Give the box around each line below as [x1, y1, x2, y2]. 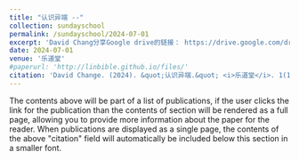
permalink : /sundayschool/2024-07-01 [9, 29, 149, 38]
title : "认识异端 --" [9, 12, 85, 22]
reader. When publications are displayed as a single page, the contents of [9, 124, 279, 134]
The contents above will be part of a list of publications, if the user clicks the [9, 95, 289, 106]
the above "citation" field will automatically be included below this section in [9, 132, 288, 143]
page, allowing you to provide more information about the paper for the [9, 114, 270, 124]
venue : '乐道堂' [9, 54, 66, 63]
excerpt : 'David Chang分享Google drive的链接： [9, 37, 181, 47]
